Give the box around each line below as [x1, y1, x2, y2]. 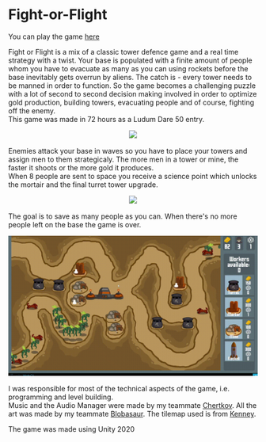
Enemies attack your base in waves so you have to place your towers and [8, 146, 248, 155]
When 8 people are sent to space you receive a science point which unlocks [8, 171, 257, 181]
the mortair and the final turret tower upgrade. [8, 180, 158, 189]
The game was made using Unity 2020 [8, 425, 135, 434]
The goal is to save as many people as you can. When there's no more [8, 211, 237, 221]
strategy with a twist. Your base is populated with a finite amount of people [8, 55, 253, 65]
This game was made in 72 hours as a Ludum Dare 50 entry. [8, 114, 205, 124]
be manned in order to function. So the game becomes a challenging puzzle [8, 81, 256, 90]
